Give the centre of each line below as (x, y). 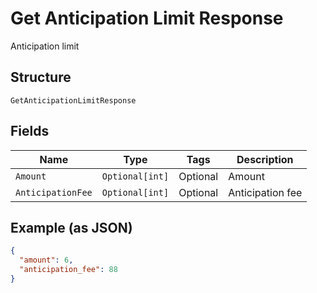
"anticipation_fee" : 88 (68, 270)
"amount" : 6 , (46, 260)
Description (265, 159)
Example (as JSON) (71, 227)
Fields (30, 131)
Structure (41, 77)
